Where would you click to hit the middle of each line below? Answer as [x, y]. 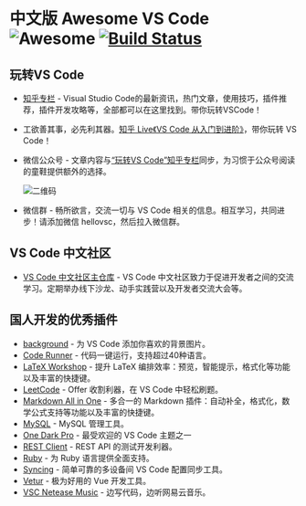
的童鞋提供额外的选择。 [67, 171]
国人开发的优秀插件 [63, 320]
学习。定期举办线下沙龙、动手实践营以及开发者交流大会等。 [135, 288]
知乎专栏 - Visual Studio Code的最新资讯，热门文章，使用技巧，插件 [151, 98]
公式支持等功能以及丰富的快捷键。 [95, 412]
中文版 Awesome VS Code [110, 19]
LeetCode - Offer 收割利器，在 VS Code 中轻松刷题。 [123, 389]
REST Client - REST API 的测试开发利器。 [100, 446]
